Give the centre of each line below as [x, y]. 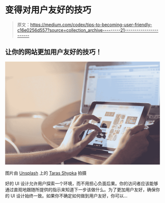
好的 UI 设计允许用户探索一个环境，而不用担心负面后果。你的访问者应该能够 [82, 184]
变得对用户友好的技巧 [48, 10]
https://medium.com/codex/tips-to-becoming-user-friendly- [91, 25]
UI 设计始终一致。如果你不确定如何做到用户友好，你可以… [69, 196]
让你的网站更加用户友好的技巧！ [54, 52]
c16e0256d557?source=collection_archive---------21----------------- [88, 30]
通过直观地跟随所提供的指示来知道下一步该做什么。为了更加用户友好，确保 [80, 190]
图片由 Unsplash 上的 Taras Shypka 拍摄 [46, 173]
